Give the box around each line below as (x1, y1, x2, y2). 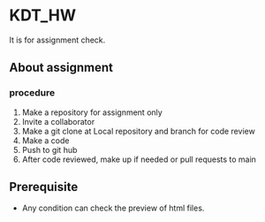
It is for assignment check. (9, 34, 106, 45)
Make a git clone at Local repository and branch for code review (21, 126, 256, 136)
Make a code (21, 134, 70, 146)
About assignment (9, 60, 113, 75)
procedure (9, 87, 56, 99)
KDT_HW (9, 5, 77, 26)
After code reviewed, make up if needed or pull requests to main (21, 154, 256, 165)
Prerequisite (9, 180, 79, 195)
